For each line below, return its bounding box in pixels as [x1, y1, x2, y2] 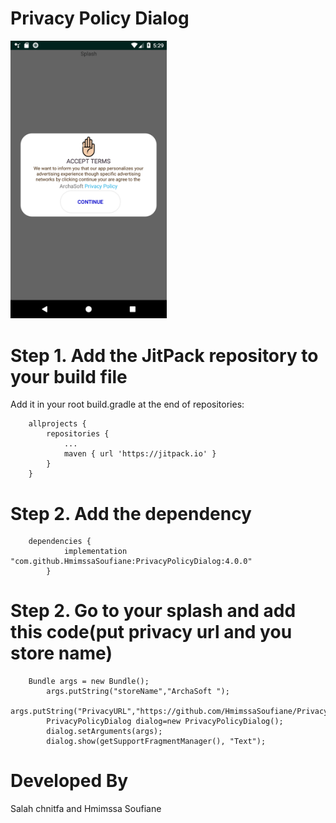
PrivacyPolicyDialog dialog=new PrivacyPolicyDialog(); [46, 717, 284, 727]
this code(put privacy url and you [10, 621, 293, 644]
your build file [10, 365, 128, 388]
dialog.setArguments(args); [46, 727, 163, 737]
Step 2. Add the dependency [10, 502, 252, 525]
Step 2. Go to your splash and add [10, 600, 297, 622]
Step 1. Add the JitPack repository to [10, 344, 319, 367]
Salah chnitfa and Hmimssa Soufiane [10, 803, 162, 815]
